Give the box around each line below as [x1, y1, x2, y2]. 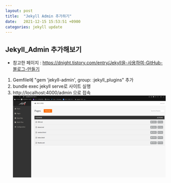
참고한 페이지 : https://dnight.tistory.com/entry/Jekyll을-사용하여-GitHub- [12, 60, 163, 66]
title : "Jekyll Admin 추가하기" [5, 13, 72, 19]
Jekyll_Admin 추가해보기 [5, 45, 82, 54]
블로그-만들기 [12, 66, 40, 72]
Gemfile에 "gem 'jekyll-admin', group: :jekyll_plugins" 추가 [12, 77, 134, 83]
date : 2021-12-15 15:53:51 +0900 [5, 19, 81, 24]
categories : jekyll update [5, 24, 63, 30]
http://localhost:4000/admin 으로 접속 [12, 90, 91, 96]
